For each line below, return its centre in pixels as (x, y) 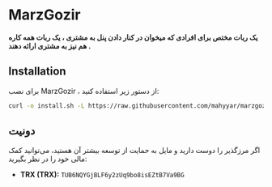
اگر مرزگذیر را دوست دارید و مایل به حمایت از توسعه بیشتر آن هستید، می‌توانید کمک (134, 151)
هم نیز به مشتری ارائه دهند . (50, 45)
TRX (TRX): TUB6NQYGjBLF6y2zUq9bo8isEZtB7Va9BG (102, 175)
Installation (37, 72)
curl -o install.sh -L (47, 106)
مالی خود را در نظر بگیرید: (48, 159)
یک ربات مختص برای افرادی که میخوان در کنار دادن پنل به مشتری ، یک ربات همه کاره (133, 37)
